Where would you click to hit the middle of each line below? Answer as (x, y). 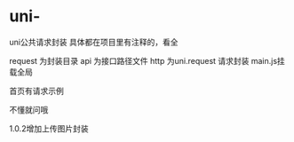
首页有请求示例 (36, 91)
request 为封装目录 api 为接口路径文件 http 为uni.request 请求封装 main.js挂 (147, 60)
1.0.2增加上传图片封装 (49, 128)
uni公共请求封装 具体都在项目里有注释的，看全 (94, 42)
